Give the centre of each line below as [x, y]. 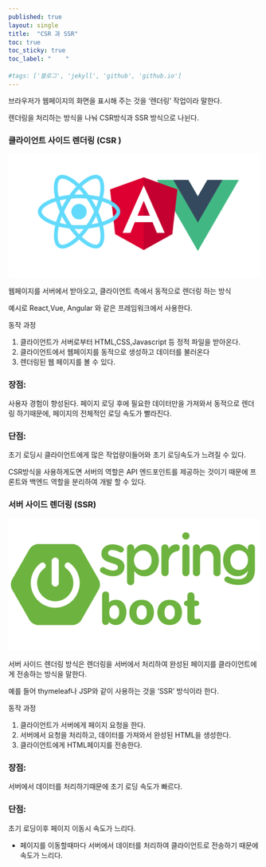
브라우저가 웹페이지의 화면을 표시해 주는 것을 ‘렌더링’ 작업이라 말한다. [115, 101]
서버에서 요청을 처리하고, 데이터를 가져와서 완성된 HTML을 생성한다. [125, 735]
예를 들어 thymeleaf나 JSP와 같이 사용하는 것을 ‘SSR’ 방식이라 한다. [113, 691]
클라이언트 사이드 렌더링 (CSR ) [65, 140]
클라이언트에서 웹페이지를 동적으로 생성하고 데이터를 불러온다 [115, 352]
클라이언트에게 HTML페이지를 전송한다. [81, 745]
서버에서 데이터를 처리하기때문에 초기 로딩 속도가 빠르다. [96, 786]
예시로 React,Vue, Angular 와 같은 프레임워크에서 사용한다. [100, 308]
